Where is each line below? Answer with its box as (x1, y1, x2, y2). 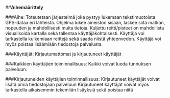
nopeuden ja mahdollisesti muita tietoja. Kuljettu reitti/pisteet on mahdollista (5, 25, 164, 31)
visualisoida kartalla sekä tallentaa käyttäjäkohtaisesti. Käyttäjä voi (5, 30, 144, 36)
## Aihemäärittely (5, 5, 43, 10)
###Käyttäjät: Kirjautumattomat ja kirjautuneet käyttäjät (5, 51, 122, 57)
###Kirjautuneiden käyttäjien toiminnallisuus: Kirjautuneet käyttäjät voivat (5, 76, 160, 82)
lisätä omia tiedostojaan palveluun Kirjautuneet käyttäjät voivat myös (5, 81, 150, 87)
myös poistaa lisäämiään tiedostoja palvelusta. (5, 41, 103, 47)
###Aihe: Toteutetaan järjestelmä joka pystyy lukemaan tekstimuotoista (5, 14, 156, 20)
